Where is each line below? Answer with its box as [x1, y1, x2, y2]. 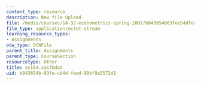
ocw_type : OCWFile [6, 42, 52, 48]
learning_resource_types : [6, 31, 71, 37]
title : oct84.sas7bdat [6, 64, 63, 71]
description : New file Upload [6, 14, 82, 20]
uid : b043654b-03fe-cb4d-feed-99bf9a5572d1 [6, 70, 117, 76]
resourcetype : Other [6, 59, 58, 65]
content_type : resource [6, 8, 66, 15]
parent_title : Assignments [6, 48, 74, 54]
